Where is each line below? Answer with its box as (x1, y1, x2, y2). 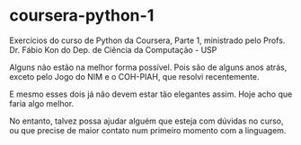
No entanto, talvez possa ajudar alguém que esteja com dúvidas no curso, (9, 115, 285, 126)
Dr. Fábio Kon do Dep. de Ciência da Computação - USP (9, 44, 217, 55)
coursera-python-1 (9, 5, 155, 26)
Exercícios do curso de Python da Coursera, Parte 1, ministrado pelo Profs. (9, 35, 286, 46)
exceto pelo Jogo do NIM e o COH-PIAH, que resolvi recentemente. (9, 71, 260, 81)
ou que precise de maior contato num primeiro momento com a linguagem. (9, 124, 287, 135)
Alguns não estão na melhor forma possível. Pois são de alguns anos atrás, (9, 62, 288, 72)
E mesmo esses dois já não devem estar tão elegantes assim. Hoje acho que (9, 89, 293, 99)
